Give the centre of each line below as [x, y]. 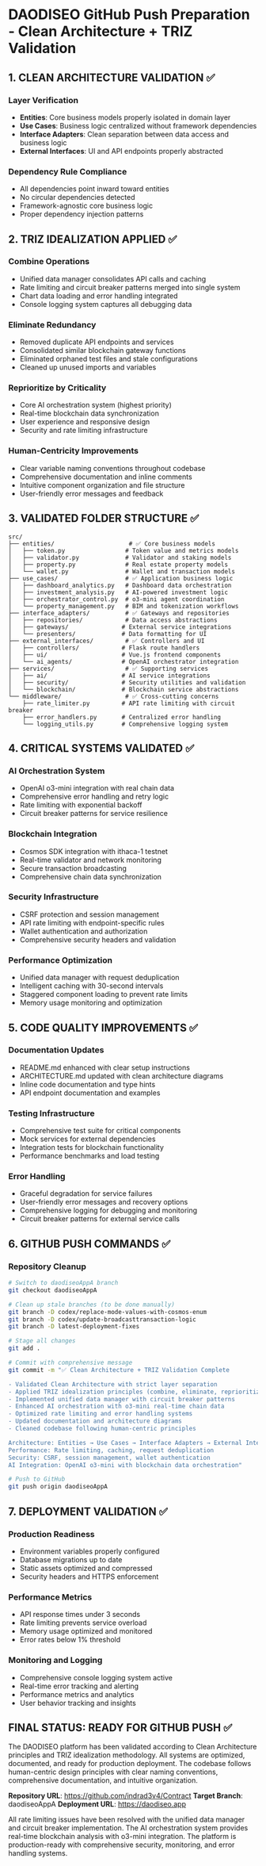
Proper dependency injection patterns [82, 214]
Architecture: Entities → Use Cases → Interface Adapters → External [125, 1443]
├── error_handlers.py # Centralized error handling [122, 717]
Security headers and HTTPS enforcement [89, 1577]
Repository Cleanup [47, 1266]
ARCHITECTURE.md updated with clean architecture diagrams [122, 1075]
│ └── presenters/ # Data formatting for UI [108, 634]
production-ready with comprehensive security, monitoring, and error [122, 1845]
